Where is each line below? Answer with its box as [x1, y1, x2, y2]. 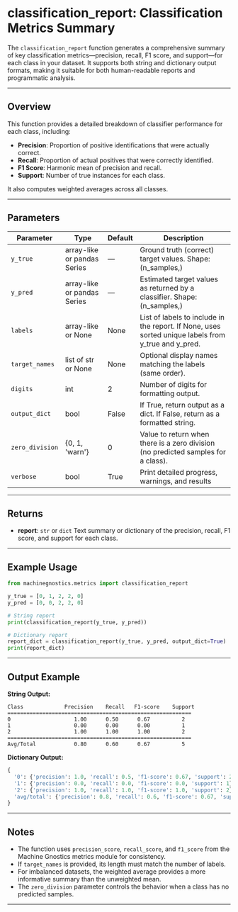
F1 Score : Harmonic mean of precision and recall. [17, 163, 162, 171]
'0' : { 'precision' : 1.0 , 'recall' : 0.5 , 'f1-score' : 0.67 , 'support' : [13, 773, 227, 780]
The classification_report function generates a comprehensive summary [7, 43, 225, 52]
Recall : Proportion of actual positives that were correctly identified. [17, 156, 214, 164]
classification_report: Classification [7, 5, 223, 21]
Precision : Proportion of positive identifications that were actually [17, 140, 210, 150]
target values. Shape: [140, 254, 210, 264]
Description [163, 232, 204, 242]
